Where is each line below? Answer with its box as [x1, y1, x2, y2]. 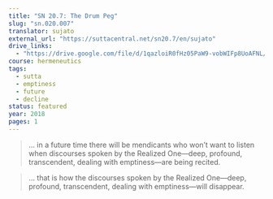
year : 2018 [8, 110, 45, 119]
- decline [15, 95, 49, 103]
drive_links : [8, 42, 53, 50]
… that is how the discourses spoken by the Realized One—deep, [28, 172, 247, 183]
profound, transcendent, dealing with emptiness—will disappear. [28, 181, 245, 191]
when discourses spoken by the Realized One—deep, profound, [28, 148, 243, 158]
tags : [8, 65, 27, 73]
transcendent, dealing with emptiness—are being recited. [28, 157, 221, 167]
